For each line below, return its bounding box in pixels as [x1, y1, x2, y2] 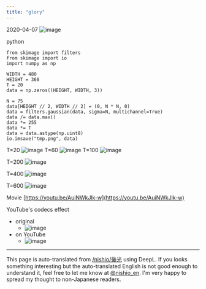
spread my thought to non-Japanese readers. [6, 276, 121, 283]
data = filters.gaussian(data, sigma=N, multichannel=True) [6, 109, 164, 115]
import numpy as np [6, 60, 56, 66]
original [15, 217, 35, 225]
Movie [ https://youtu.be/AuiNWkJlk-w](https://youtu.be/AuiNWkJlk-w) [6, 194, 185, 201]
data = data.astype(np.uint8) [6, 130, 84, 136]
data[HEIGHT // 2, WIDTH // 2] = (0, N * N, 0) [6, 103, 131, 109]
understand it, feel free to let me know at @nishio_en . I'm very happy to [6, 269, 187, 276]
